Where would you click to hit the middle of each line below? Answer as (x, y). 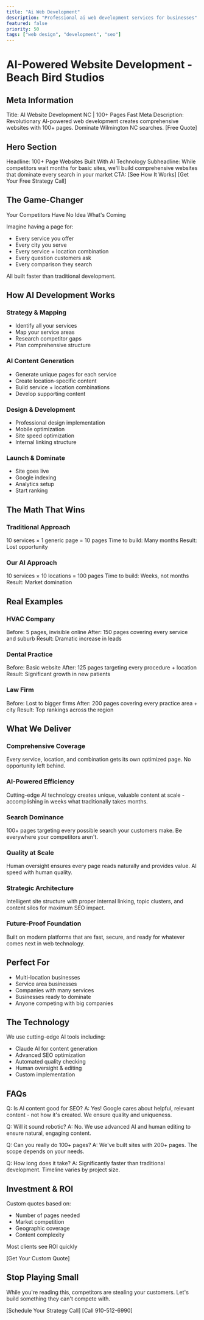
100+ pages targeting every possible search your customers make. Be (94, 830)
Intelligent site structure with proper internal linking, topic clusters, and (95, 902)
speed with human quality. (39, 872)
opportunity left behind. (36, 766)
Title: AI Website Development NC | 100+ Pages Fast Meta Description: (95, 115)
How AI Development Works (61, 295)
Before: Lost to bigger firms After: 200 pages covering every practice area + (102, 703)
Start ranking (31, 490)
